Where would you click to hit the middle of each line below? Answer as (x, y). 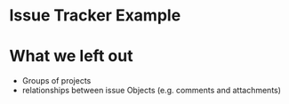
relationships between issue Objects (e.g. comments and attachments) (152, 91)
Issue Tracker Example (95, 16)
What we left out (71, 56)
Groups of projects (56, 81)
